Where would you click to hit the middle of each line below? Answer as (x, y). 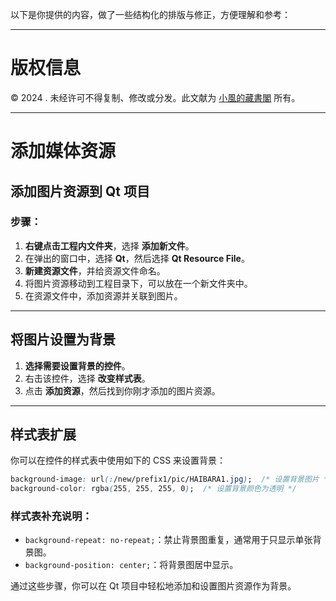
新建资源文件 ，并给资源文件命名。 (95, 270)
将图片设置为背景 (63, 339)
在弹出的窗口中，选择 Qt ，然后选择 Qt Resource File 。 (137, 258)
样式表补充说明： (51, 516)
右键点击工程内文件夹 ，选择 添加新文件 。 (109, 245)
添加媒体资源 (63, 151)
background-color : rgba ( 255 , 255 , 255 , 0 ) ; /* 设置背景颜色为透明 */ (153, 489)
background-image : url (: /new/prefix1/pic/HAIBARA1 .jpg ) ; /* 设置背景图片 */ (171, 479)
